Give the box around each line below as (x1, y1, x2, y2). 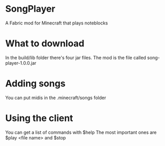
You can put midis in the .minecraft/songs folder (5, 95, 106, 101)
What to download (5, 38, 85, 49)
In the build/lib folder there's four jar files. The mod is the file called (5, 54, 146, 61)
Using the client (5, 112, 73, 124)
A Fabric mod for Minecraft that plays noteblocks (5, 20, 108, 26)
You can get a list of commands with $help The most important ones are (5, 129, 157, 135)
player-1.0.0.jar (5, 60, 37, 66)
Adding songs (5, 78, 66, 90)
